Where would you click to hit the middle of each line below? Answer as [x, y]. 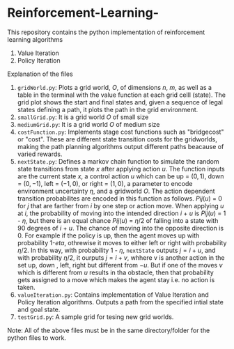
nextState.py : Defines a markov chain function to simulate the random [118, 161]
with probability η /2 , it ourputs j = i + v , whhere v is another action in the [121, 257]
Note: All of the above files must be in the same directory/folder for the [109, 330]
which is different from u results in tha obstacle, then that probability [115, 272]
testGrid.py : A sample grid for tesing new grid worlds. [95, 317]
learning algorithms [35, 39]
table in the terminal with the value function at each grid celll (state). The [122, 95]
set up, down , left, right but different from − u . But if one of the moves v [120, 265]
